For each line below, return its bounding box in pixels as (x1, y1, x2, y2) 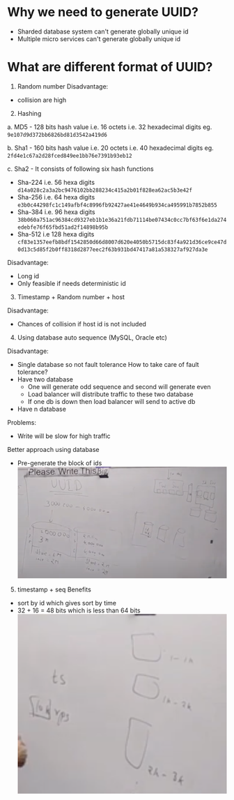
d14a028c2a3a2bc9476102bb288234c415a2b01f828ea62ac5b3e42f (17, 186, 193, 194)
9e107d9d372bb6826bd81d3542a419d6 (7, 131, 108, 138)
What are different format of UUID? (7, 59, 213, 75)
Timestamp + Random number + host (17, 292, 125, 301)
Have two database (17, 375, 73, 384)
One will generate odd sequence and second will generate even (27, 382, 211, 391)
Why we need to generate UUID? (7, 4, 198, 20)
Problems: (7, 418, 37, 426)
